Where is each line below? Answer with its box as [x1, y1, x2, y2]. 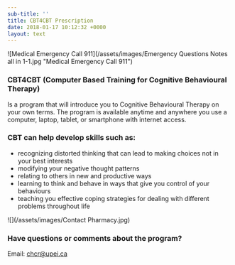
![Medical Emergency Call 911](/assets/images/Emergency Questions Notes [7, 50, 229, 58]
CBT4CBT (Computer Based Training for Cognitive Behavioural [7, 75, 227, 85]
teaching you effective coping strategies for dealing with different [17, 194, 209, 202]
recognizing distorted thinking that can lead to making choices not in [17, 148, 219, 157]
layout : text [7, 30, 46, 38]
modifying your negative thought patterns [17, 164, 140, 173]
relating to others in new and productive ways [17, 171, 152, 180]
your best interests [17, 156, 73, 165]
